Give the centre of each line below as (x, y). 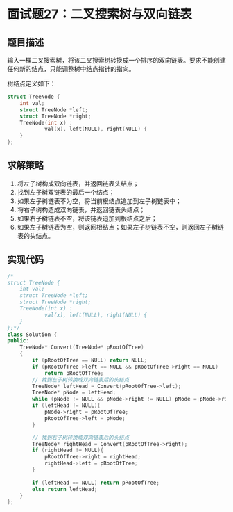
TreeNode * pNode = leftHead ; (74, 393)
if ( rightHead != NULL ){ (68, 450)
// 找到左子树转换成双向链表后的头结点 (81, 380)
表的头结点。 (35, 235)
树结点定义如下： (32, 83)
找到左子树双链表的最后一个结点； (66, 192)
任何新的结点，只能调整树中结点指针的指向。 (71, 69)
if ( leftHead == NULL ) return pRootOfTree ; (96, 483)
